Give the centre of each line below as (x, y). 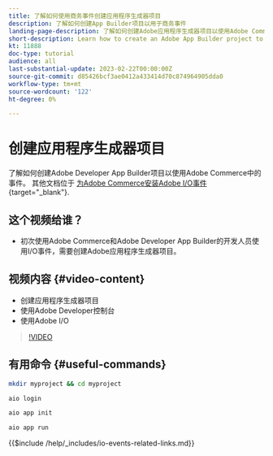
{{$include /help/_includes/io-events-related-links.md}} (102, 443)
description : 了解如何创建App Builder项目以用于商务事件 (97, 24)
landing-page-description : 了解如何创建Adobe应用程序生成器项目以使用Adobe (128, 31)
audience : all (32, 62)
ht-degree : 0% (32, 99)
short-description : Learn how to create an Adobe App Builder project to (136, 39)
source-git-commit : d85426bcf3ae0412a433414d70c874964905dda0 (116, 76)
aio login (25, 398)
